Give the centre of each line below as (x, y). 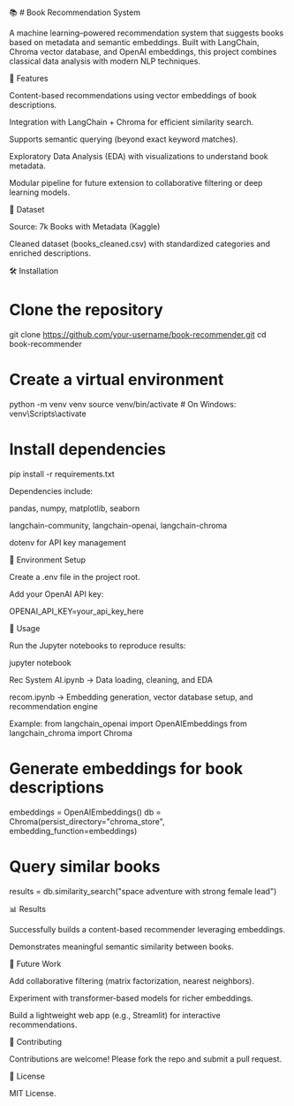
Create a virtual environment (117, 380)
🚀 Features (29, 78)
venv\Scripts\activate (48, 414)
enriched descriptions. (50, 253)
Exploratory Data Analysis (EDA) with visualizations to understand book (139, 156)
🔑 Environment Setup (48, 560)
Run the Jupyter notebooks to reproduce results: (98, 646)
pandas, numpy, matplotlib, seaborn (75, 508)
